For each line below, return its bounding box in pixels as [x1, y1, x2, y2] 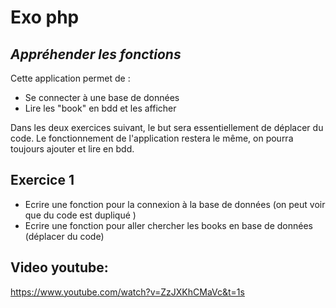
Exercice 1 [10, 172, 75, 189]
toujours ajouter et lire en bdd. [10, 143, 135, 155]
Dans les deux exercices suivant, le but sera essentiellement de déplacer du [10, 122, 324, 133]
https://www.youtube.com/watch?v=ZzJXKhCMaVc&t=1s [10, 286, 245, 298]
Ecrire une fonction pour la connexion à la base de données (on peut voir [24, 198, 326, 210]
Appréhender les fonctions [10, 46, 182, 63]
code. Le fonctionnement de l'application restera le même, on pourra [10, 132, 294, 144]
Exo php [10, 6, 80, 29]
